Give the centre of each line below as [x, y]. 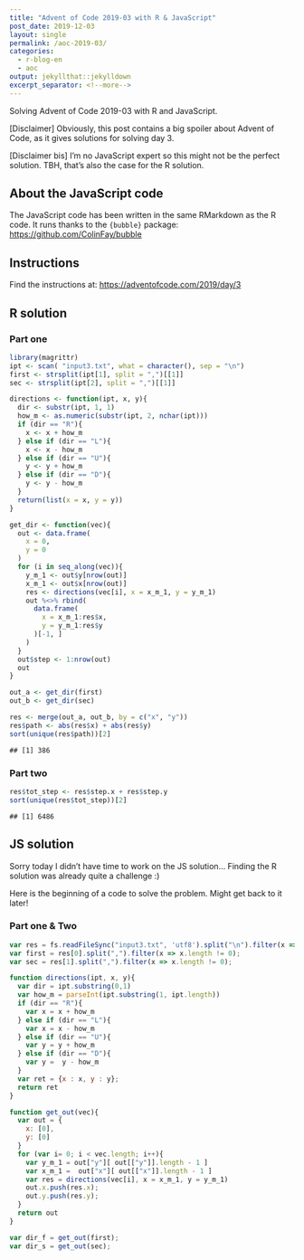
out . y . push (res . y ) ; [62, 1196]
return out [38, 1213]
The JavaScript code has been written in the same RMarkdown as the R [142, 215]
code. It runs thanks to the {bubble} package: [94, 225]
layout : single [38, 34]
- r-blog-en [40, 60]
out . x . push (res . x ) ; [62, 1188]
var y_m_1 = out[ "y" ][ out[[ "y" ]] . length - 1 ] [117, 1162]
